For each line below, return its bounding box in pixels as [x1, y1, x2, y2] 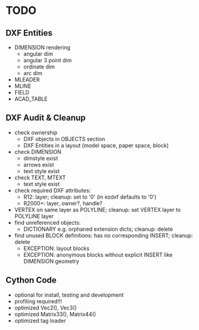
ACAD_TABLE [14, 95, 48, 102]
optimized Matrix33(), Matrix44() [14, 310, 96, 318]
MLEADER [14, 76, 40, 83]
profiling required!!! [14, 297, 63, 305]
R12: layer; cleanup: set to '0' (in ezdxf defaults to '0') [23, 193, 157, 200]
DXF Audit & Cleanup [5, 113, 86, 123]
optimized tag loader [14, 317, 66, 324]
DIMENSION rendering [14, 44, 71, 51]
